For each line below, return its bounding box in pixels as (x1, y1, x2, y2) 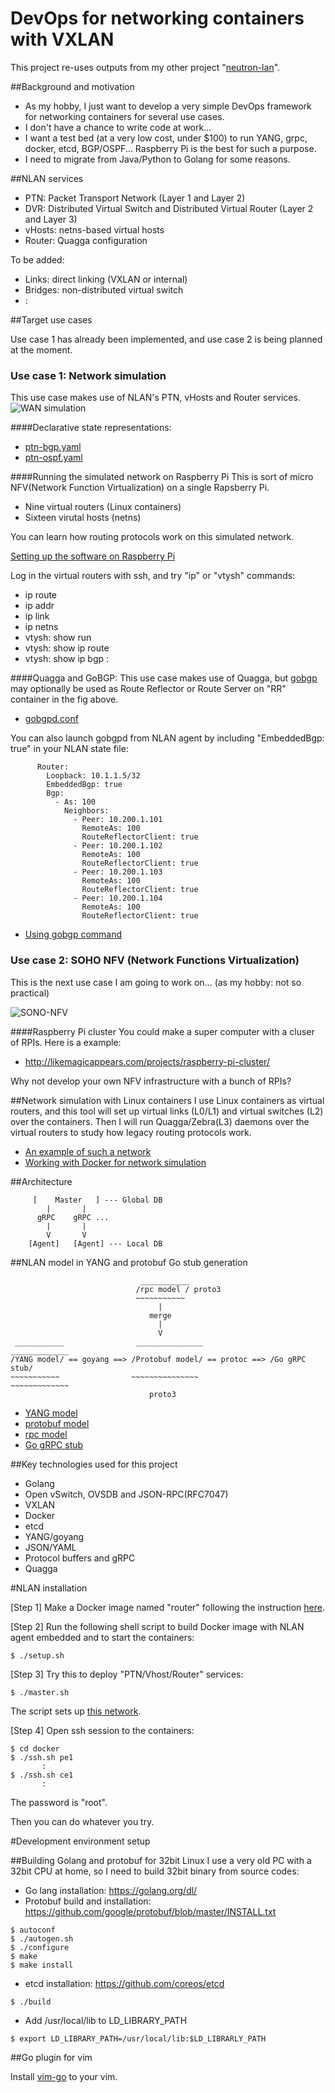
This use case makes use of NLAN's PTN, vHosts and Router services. (10, 392, 301, 404)
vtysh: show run (24, 632, 92, 644)
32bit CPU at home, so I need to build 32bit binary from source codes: (10, 1865, 300, 1877)
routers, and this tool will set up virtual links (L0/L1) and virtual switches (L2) (10, 1105, 324, 1117)
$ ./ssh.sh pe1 (10, 1752, 74, 1762)
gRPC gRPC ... (36, 1212, 110, 1222)
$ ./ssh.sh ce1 (10, 1770, 74, 1780)
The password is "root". (10, 1796, 108, 1808)
